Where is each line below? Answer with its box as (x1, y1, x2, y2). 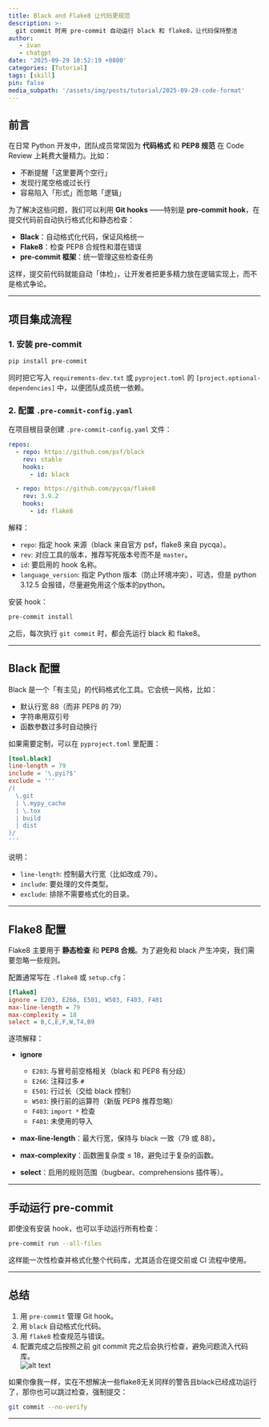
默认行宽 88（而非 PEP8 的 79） (19, 701, 126, 711)
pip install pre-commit (8, 357, 88, 365)
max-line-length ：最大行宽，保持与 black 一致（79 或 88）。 (19, 1133, 220, 1143)
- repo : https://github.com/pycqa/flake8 (15, 484, 156, 493)
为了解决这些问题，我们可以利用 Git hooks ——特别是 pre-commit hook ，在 (8, 205, 260, 215)
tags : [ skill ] (8, 71, 56, 79)
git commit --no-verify (8, 1403, 88, 1411)
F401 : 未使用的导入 (31, 1117, 94, 1126)
